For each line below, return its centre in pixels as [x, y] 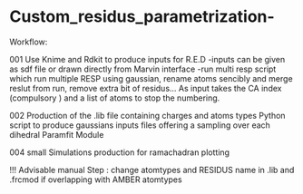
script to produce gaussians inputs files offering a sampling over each [140, 125]
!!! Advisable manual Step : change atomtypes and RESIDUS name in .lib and [152, 170]
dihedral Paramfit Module [57, 134]
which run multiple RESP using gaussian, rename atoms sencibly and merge [151, 78]
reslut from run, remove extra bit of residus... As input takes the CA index [146, 88]
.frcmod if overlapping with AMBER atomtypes [96, 179]
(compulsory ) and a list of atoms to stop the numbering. [115, 98]
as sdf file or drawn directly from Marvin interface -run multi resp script [143, 69]
